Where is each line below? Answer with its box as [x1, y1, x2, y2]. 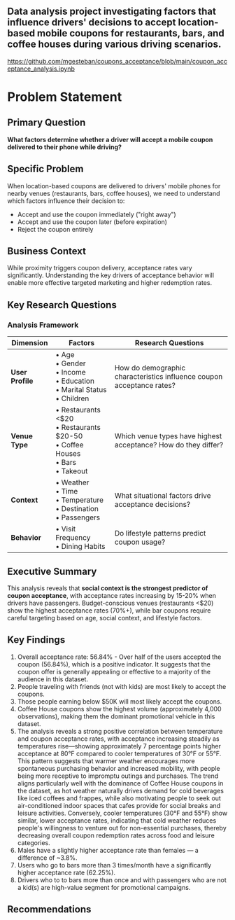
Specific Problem [7, 163, 84, 175]
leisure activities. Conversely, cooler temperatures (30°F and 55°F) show [17, 809, 228, 817]
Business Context [7, 245, 86, 258]
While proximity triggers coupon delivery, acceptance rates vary [7, 264, 192, 272]
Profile [10, 376, 34, 386]
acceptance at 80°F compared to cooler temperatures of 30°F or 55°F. [17, 749, 222, 758]
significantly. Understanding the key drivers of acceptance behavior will [7, 271, 215, 279]
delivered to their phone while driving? [7, 143, 122, 151]
